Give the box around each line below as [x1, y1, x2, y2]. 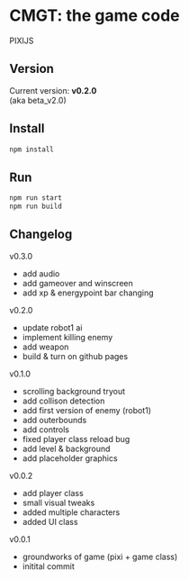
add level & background [22, 443, 111, 454]
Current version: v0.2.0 [9, 85, 97, 95]
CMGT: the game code [9, 5, 180, 26]
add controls [22, 424, 70, 435]
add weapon [22, 341, 69, 352]
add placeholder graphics [22, 452, 119, 464]
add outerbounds [22, 414, 87, 425]
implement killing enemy [22, 331, 113, 342]
